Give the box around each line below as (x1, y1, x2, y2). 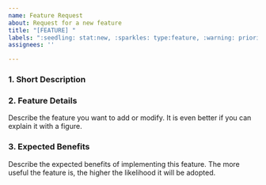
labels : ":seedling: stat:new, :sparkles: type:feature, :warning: (8, 33, 236, 42)
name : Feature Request (8, 11, 83, 20)
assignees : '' (8, 41, 55, 49)
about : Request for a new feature (8, 19, 123, 27)
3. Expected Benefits (8, 142, 90, 153)
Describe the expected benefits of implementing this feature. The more (8, 159, 240, 168)
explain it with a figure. (8, 122, 82, 131)
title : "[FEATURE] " (8, 26, 77, 34)
